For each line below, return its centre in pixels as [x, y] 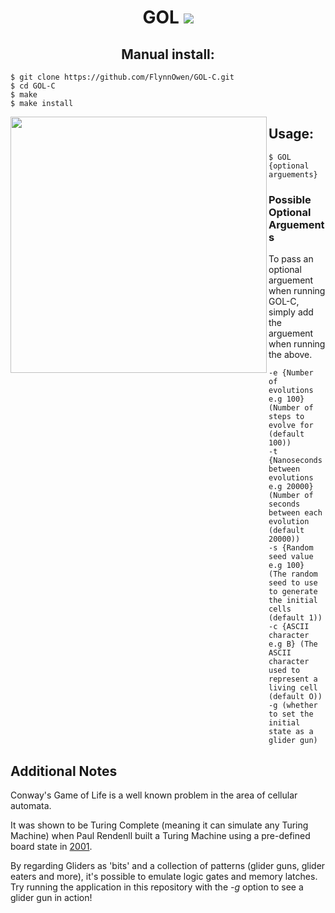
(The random [293, 574]
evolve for [291, 426]
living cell [293, 688]
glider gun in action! [51, 897]
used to [284, 671]
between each [295, 513]
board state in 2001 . [51, 846]
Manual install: [168, 54]
